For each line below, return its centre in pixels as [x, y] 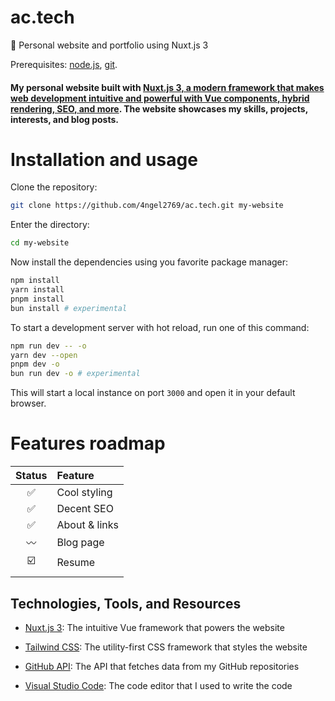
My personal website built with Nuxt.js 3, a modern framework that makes [167, 87]
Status [31, 476]
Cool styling [84, 493]
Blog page [80, 543]
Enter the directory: [50, 225]
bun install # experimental [69, 308]
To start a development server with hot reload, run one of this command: [160, 327]
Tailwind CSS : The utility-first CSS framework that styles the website [166, 647]
